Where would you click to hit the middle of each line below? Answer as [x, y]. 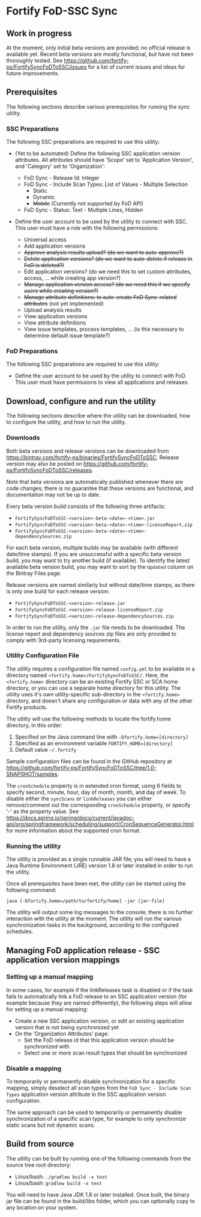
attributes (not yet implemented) [64, 304]
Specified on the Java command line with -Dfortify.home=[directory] [102, 737]
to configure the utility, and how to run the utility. [66, 422]
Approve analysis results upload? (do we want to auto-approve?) [104, 252]
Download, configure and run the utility [81, 401]
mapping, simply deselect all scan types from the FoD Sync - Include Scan [99, 1088]
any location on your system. [42, 1207]
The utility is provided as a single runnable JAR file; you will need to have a [98, 859]
